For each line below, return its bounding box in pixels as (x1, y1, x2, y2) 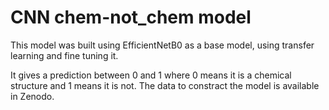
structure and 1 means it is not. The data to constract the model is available (10, 79, 320, 91)
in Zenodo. (10, 90, 55, 102)
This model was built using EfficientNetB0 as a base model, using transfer (10, 39, 315, 51)
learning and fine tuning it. (10, 49, 119, 61)
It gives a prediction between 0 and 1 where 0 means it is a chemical (10, 69, 292, 81)
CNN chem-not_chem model (10, 6, 252, 29)
